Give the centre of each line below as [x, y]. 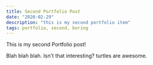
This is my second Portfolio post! [46, 45]
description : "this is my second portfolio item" [69, 22]
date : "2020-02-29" [30, 17]
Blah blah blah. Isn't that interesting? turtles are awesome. [77, 56]
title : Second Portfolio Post [43, 11]
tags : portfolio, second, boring [47, 28]
